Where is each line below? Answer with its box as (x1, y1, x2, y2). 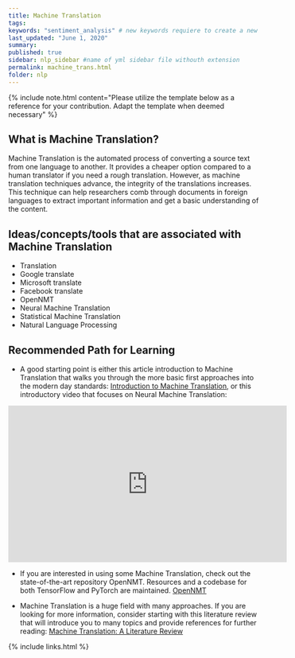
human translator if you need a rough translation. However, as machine (8, 170, 241, 180)
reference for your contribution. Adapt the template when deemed (8, 101, 225, 111)
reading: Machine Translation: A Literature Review (19, 626, 184, 637)
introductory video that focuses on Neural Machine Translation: (19, 390, 227, 399)
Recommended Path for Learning (8, 343, 176, 356)
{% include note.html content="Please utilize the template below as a (8, 92, 235, 102)
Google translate (19, 270, 75, 279)
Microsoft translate (19, 278, 82, 287)
